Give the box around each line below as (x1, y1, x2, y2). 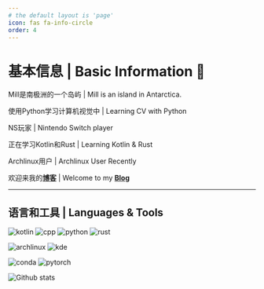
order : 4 (8, 26, 37, 34)
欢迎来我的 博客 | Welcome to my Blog (8, 174, 130, 183)
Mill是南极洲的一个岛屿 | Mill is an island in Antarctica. (8, 90, 182, 99)
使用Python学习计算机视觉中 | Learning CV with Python (8, 107, 187, 116)
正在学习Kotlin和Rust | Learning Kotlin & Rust (8, 140, 153, 149)
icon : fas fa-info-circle (8, 19, 93, 27)
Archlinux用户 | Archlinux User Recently (8, 156, 137, 166)
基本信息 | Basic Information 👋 (8, 62, 206, 80)
